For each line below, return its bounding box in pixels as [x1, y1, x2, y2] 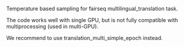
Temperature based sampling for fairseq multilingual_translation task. [6, 5, 178, 12]
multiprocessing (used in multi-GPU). [6, 23, 98, 30]
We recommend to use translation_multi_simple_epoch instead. [6, 35, 163, 41]
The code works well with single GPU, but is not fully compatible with [6, 17, 179, 23]
